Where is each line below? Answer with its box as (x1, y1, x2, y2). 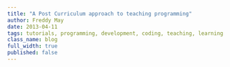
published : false (7, 50, 58, 57)
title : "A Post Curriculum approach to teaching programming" (7, 10, 192, 17)
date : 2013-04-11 (7, 23, 58, 30)
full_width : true (7, 43, 58, 50)
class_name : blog (7, 36, 58, 43)
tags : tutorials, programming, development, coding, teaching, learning (7, 29, 224, 37)
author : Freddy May (7, 17, 64, 24)
